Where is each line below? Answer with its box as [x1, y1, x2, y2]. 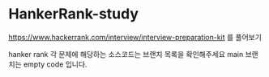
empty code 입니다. [23, 59, 88, 69]
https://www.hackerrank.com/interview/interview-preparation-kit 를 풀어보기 [8, 32, 262, 42]
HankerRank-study [8, 5, 139, 23]
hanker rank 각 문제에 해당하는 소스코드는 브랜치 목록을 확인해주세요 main [8, 49, 244, 59]
